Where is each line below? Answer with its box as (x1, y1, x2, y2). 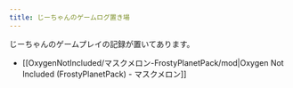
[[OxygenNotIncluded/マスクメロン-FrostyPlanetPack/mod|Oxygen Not (21, 57, 284, 68)
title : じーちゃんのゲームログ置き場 (9, 12, 131, 22)
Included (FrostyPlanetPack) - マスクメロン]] (21, 68, 187, 79)
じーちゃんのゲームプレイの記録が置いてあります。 (9, 38, 195, 49)
